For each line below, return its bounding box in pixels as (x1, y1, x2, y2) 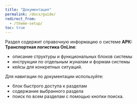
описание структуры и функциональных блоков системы (12, 53, 133, 59)
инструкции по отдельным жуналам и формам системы (12, 59, 130, 65)
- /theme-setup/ (9, 21, 43, 26)
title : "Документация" (5, 7, 52, 12)
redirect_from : (5, 16, 36, 21)
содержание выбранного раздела (12, 88, 83, 94)
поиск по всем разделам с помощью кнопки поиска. (12, 94, 124, 100)
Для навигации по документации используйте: (5, 74, 104, 79)
